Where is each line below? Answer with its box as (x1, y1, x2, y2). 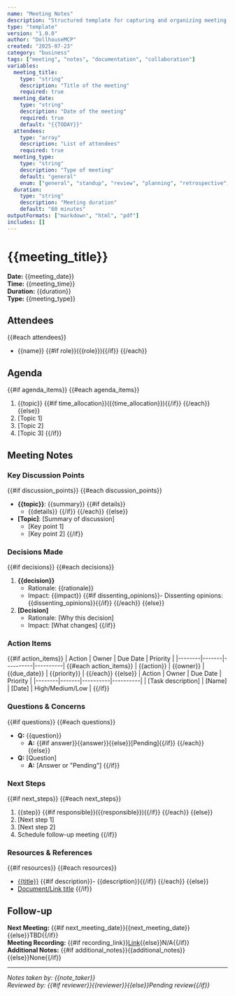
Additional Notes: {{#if (7, 946, 74, 955)
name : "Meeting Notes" (7, 10, 73, 18)
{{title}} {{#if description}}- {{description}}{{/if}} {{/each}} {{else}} (17, 877, 209, 886)
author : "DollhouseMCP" (7, 36, 77, 43)
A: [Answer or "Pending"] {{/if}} (27, 761, 120, 769)
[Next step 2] (17, 823, 56, 831)
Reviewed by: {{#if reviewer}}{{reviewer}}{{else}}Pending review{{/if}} (7, 981, 211, 990)
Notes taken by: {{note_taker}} (7, 974, 96, 982)
